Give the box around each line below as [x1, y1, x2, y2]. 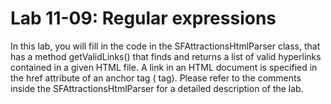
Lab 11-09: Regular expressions [10, 7, 277, 30]
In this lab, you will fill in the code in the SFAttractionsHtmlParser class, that [10, 40, 321, 52]
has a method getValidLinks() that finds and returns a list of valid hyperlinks [10, 50, 322, 62]
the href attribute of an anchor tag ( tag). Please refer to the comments [10, 72, 302, 84]
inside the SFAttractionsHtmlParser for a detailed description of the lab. [10, 82, 304, 94]
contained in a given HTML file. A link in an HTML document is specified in [10, 61, 318, 73]
